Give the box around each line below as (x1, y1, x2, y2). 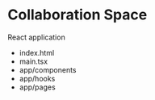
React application (7, 32, 65, 42)
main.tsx (19, 56, 48, 66)
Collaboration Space (7, 6, 148, 24)
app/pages (19, 82, 56, 92)
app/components (19, 65, 77, 74)
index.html (19, 48, 55, 57)
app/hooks (19, 73, 56, 83)
